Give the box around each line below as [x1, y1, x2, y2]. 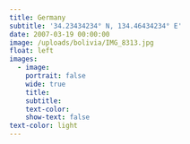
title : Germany [9, 13, 66, 22]
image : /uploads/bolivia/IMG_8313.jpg [9, 38, 154, 47]
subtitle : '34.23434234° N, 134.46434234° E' [9, 21, 182, 30]
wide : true [25, 80, 66, 89]
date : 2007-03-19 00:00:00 [9, 30, 110, 38]
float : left [9, 47, 54, 55]
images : [9, 55, 39, 64]
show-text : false [25, 113, 91, 122]
